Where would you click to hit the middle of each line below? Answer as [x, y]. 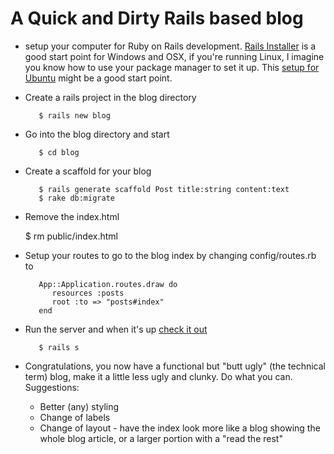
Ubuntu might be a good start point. [98, 78]
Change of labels [75, 417]
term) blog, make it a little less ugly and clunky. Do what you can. [158, 376]
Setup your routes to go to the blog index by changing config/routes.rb [170, 255]
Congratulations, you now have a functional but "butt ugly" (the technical [175, 366]
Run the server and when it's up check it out [116, 329]
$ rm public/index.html [71, 236]
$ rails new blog [74, 115]
